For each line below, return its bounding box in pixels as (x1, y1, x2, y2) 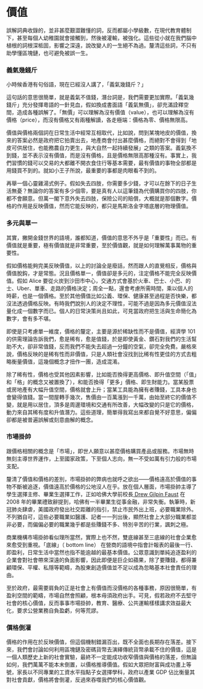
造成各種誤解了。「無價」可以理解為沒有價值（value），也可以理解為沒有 (16, 109, 195, 116)
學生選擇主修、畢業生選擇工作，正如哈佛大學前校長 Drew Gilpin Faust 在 (6, 490, 185, 497)
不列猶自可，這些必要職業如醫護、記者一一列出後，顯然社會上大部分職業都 (6, 513, 192, 520)
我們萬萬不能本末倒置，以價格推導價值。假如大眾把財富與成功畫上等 (22, 661, 192, 668)
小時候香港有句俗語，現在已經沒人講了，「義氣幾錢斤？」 (6, 81, 147, 88)
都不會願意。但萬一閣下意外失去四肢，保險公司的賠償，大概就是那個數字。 (6, 195, 192, 202)
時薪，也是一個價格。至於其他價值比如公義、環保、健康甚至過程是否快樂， (6, 292, 192, 299)
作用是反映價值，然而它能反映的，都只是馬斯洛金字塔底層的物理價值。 (16, 202, 192, 210)
